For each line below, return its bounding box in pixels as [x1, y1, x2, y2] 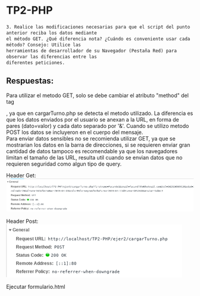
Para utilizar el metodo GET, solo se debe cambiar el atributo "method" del [6, 92, 189, 99]
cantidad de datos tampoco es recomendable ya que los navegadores [6, 147, 178, 155]
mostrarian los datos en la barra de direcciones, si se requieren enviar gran [6, 141, 190, 148]
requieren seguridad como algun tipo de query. [6, 160, 122, 167]
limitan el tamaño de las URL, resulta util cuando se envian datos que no [6, 154, 183, 161]
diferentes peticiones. [6, 60, 65, 66]
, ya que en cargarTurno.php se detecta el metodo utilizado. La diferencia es [6, 110, 193, 117]
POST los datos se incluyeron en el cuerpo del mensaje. [6, 129, 143, 136]
